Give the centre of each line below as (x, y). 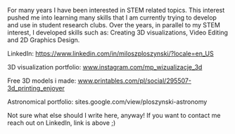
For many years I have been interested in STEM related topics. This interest (116, 10)
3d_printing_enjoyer (36, 88)
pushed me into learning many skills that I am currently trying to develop (112, 18)
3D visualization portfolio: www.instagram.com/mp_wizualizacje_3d (105, 67)
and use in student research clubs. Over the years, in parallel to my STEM (114, 25)
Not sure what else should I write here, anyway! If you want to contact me (114, 115)
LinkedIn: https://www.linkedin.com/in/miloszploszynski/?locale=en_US (110, 53)
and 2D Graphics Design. (44, 40)
